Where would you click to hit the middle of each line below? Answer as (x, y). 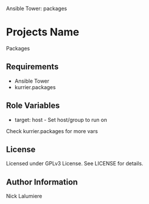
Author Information (42, 182)
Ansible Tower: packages (37, 8)
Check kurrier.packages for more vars (52, 131)
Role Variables (33, 106)
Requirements (32, 67)
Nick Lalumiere (24, 196)
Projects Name (43, 32)
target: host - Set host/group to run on (61, 120)
